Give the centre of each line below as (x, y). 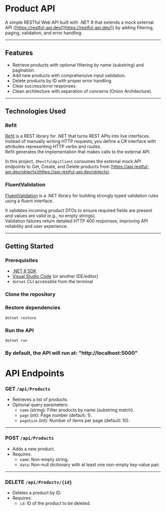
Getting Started (29, 246)
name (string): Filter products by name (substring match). (77, 410)
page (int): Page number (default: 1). (56, 415)
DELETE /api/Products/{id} (39, 482)
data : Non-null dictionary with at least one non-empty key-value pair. (90, 465)
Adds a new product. (34, 449)
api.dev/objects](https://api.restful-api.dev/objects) (57, 172)
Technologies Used (35, 111)
